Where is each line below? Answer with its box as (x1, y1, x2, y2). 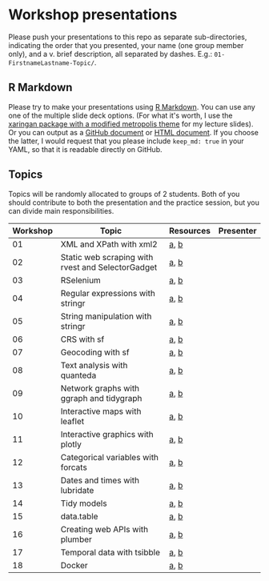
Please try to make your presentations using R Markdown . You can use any (8, 102, 256, 111)
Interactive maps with (60, 406, 142, 417)
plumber (60, 534, 92, 545)
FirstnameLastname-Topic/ (8, 58, 94, 67)
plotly (60, 439, 82, 450)
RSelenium (60, 274, 102, 286)
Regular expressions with (60, 287, 156, 299)
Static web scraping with (60, 251, 154, 262)
